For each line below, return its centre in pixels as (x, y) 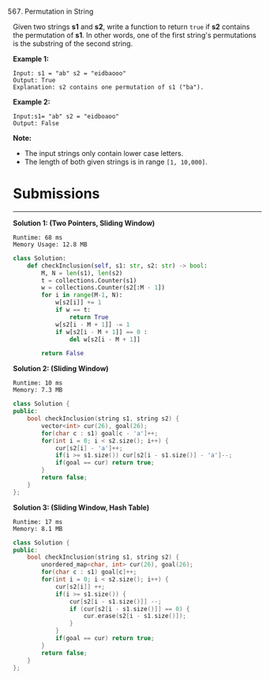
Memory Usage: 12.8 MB (50, 245)
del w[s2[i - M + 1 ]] (105, 339)
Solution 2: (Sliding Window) (61, 369)
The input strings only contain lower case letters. (104, 153)
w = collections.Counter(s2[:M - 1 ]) (103, 288)
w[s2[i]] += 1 (78, 303)
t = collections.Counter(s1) (89, 280)
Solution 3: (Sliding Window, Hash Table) (81, 507)
